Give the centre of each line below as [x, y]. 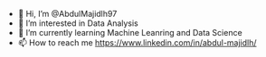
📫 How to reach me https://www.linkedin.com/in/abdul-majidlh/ [137, 43]
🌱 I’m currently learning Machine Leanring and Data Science [130, 33]
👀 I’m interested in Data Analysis [78, 23]
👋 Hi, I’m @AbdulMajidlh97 [67, 14]
